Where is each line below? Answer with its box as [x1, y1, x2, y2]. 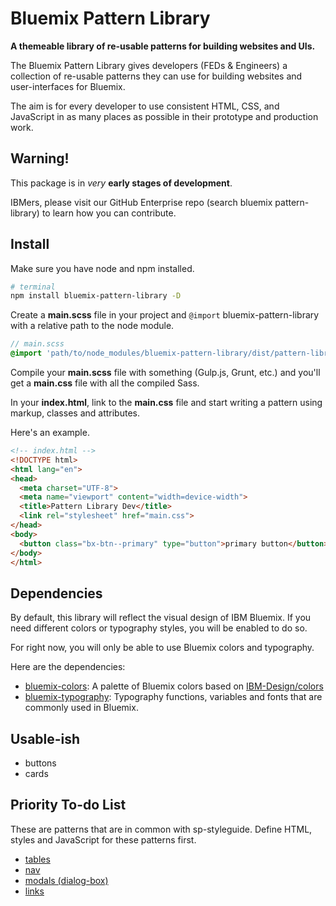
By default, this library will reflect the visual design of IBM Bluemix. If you [10, 612, 312, 624]
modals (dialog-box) [24, 874, 109, 886]
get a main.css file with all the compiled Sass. [10, 377, 200, 389]
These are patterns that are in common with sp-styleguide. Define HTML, [10, 823, 313, 835]
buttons [24, 757, 57, 769]
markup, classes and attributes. [10, 407, 140, 419]
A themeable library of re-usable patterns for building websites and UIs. [10, 40, 316, 52]
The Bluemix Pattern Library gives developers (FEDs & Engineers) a [10, 59, 288, 71]
